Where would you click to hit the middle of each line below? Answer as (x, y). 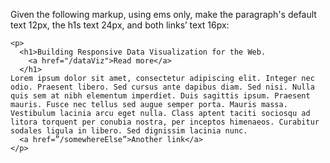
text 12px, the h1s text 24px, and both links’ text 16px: (120, 25)
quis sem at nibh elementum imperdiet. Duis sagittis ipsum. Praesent (160, 96)
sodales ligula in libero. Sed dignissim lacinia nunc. (129, 131)
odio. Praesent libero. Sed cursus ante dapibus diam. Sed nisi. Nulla (162, 87)
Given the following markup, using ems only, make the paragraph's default (163, 14)
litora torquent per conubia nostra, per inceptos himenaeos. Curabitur (165, 122)
